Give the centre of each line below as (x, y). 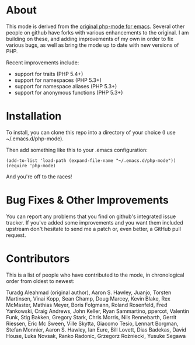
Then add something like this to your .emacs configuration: (77, 150)
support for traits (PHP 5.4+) (49, 74)
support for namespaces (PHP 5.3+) (58, 80)
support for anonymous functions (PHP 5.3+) (69, 92)
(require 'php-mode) (31, 165)
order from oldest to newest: (40, 281)
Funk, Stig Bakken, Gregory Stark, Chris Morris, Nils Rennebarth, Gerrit (91, 317)
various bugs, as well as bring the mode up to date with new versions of (93, 45)
